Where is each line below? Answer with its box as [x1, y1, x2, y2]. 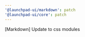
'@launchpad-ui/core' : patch [5, 12, 67, 17]
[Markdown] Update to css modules [5, 26, 80, 32]
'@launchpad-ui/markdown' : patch [5, 7, 76, 13]
